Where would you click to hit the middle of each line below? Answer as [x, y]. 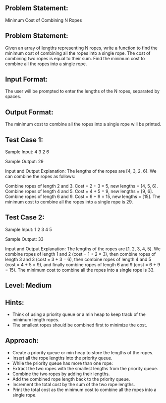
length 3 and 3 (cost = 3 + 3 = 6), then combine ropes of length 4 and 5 [78, 259]
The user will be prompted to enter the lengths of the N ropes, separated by [83, 91]
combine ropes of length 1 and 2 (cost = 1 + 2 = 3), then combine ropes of [81, 254]
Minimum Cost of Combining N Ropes [44, 20]
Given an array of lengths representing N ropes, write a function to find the [81, 48]
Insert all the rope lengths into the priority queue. [62, 358]
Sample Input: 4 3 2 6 [27, 152]
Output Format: [29, 112]
